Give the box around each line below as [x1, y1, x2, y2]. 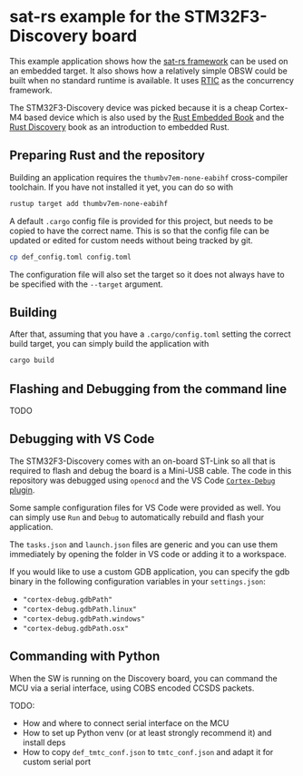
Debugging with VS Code [9, 431, 155, 447]
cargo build [9, 356, 54, 365]
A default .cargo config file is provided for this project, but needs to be [9, 215, 274, 226]
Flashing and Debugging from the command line [9, 381, 288, 397]
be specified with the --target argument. [9, 279, 163, 290]
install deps [22, 737, 66, 748]
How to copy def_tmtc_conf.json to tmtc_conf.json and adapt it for [22, 746, 274, 757]
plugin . [9, 484, 35, 496]
